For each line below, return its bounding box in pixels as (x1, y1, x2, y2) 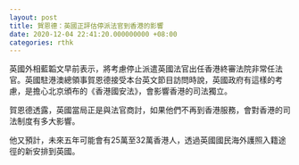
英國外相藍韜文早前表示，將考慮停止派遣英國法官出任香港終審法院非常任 (9, 63, 275, 74)
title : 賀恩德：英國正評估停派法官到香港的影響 (9, 21, 164, 30)
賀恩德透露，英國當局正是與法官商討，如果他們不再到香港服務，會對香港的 (9, 104, 283, 116)
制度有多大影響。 (16, 116, 80, 127)
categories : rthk (9, 37, 74, 47)
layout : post (9, 12, 58, 22)
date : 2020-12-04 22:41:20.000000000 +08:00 (9, 29, 178, 38)
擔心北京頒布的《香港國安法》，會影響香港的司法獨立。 (32, 86, 232, 96)
